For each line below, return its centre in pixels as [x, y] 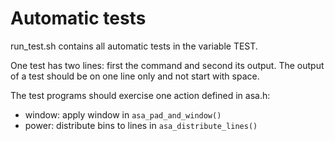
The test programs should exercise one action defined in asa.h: [140, 95]
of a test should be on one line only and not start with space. [135, 76]
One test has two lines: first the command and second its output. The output [167, 65]
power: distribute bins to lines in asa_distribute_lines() [141, 125]
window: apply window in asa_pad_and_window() [123, 114]
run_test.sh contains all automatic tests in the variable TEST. [134, 46]
